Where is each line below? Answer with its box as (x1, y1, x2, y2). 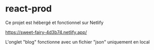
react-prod (5, 3, 52, 14)
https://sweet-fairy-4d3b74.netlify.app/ (5, 29, 87, 35)
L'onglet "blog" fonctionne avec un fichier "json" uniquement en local (5, 38, 150, 45)
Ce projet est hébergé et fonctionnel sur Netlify (5, 19, 104, 25)
